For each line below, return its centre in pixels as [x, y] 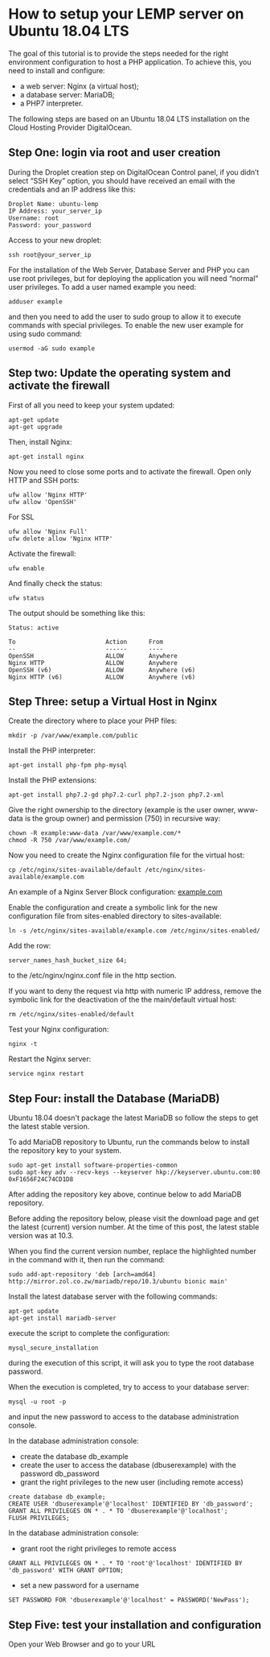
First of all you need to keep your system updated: [92, 405]
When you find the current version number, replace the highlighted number [133, 1251]
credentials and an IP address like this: [72, 189]
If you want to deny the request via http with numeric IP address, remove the [135, 991]
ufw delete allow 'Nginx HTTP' [61, 539]
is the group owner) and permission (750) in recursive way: [123, 819]
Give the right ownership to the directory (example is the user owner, [122, 810]
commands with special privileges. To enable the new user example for [126, 325]
